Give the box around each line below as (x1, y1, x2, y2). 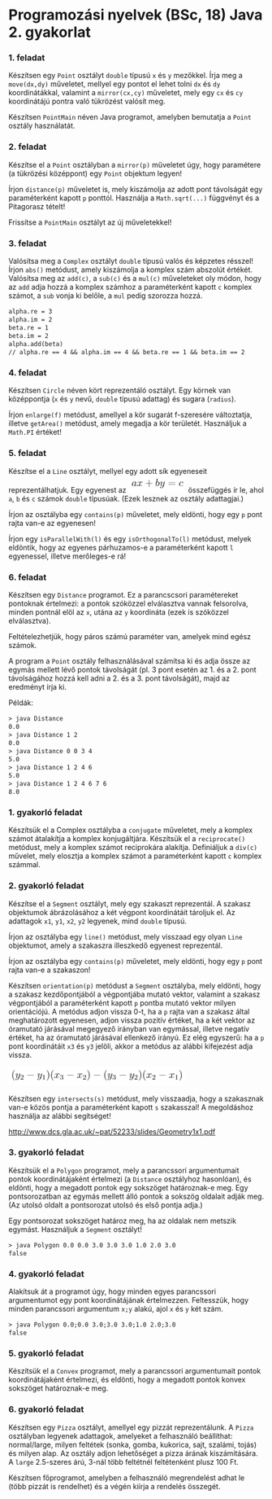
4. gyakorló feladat (8, 1268, 84, 1279)
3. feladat (8, 238, 47, 249)
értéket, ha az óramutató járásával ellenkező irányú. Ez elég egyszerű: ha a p (8, 1032, 265, 1042)
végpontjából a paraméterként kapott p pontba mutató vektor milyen (8, 997, 236, 1007)
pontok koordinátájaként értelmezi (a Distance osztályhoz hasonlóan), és (8, 1174, 252, 1184)
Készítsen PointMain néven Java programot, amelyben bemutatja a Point (8, 112, 252, 122)
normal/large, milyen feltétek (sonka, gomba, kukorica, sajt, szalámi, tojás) (8, 1440, 257, 1449)
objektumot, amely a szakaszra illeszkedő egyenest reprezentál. (8, 940, 223, 950)
